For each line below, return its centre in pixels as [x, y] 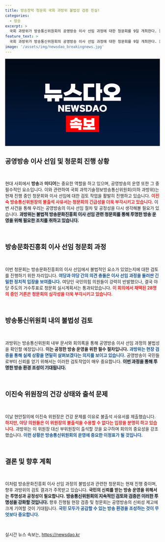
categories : [17, 16]
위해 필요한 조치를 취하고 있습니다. [47, 220]
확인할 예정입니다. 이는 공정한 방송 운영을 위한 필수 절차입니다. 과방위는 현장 [82, 349]
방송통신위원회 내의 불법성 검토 [49, 321]
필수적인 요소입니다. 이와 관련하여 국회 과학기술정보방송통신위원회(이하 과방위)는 [82, 190]
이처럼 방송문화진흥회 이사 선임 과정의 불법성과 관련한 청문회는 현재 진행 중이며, [81, 484]
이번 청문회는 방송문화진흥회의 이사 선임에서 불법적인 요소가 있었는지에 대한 [77, 269]
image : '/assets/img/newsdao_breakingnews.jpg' [55, 47]
